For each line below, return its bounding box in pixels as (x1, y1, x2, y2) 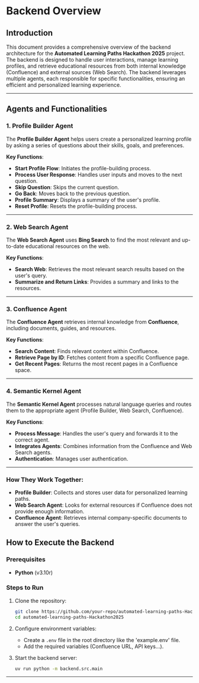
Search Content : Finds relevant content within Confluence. (14, 348, 159, 355)
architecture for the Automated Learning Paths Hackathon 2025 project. (6, 50, 185, 57)
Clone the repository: (14, 597, 67, 604)
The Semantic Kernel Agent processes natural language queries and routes (6, 401, 192, 408)
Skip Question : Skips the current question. (14, 183, 120, 190)
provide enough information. (14, 507, 85, 514)
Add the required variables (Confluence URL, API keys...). (23, 643, 164, 650)
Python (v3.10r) (14, 568, 53, 576)
